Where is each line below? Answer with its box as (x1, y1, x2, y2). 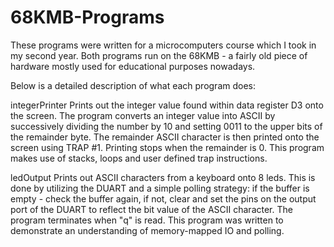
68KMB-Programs (10, 6, 165, 29)
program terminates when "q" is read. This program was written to (10, 214, 284, 226)
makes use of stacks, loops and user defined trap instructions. (10, 152, 268, 164)
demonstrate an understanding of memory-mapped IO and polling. (10, 224, 285, 236)
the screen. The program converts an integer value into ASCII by (10, 109, 276, 121)
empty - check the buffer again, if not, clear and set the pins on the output (10, 192, 317, 205)
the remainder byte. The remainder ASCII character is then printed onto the (10, 131, 320, 143)
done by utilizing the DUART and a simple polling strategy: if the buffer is (10, 182, 310, 194)
